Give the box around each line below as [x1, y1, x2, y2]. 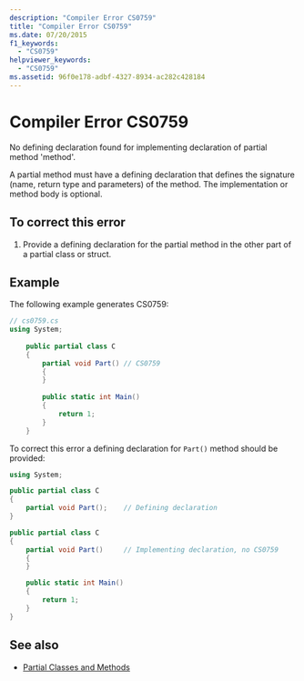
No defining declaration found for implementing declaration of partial [9, 142, 268, 153]
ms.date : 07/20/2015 [9, 30, 88, 39]
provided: [9, 452, 46, 464]
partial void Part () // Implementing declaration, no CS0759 [25, 545, 279, 555]
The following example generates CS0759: [9, 299, 169, 310]
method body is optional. [9, 188, 103, 199]
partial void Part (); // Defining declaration [25, 504, 218, 513]
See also [9, 637, 59, 653]
